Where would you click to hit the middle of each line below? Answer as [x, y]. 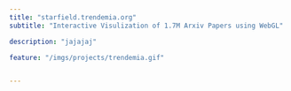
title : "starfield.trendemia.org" [73, 17]
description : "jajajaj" [53, 42]
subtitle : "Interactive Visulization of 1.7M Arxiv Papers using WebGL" [146, 26]
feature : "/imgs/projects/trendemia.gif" [87, 57]
